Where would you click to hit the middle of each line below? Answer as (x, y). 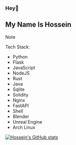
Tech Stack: (18, 47)
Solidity (21, 94)
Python (20, 57)
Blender (21, 116)
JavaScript (24, 67)
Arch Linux (24, 127)
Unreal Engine (27, 122)
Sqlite (18, 89)
